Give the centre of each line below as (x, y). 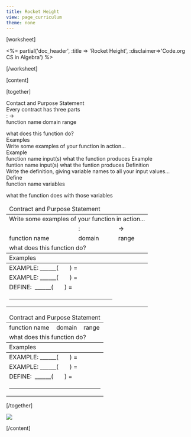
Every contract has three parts (43, 110)
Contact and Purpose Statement (45, 103)
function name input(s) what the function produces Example (79, 159)
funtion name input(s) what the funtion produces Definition (78, 165)
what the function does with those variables (60, 196)
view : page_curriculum (34, 17)
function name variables (35, 184)
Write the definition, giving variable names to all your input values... (88, 171)
